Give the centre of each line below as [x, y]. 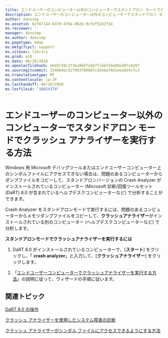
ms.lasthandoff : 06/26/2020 [34, 84]
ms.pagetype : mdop [24, 43]
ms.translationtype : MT [30, 75]
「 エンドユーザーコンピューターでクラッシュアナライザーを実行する [82, 273]
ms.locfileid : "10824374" [32, 89]
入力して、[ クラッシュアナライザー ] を [113, 256]
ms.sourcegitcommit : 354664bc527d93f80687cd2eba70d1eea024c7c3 [72, 71]
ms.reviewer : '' [22, 29]
